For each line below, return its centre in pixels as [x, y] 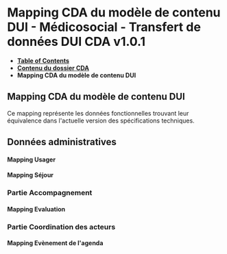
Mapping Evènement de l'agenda [55, 243]
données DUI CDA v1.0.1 [76, 42]
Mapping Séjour [30, 175]
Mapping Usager [32, 160]
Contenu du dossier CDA [53, 68]
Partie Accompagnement [50, 193]
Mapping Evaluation [36, 209]
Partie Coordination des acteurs [61, 227]
